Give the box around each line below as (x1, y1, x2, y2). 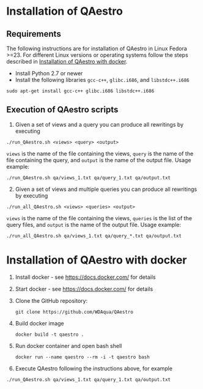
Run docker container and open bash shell (15, 342, 122, 349)
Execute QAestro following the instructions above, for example (15, 365, 173, 372)
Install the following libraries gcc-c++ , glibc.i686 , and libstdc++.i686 (15, 76, 190, 83)
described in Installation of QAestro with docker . (6, 58, 128, 65)
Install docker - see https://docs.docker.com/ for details (15, 273, 156, 281)
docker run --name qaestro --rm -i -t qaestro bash (15, 354, 150, 360)
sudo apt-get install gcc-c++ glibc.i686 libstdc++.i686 (6, 88, 155, 94)
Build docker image (15, 319, 64, 327)
